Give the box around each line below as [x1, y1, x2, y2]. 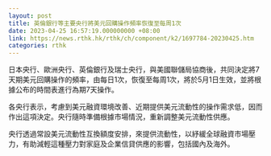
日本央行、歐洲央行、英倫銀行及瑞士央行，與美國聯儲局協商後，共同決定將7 [8, 65, 260, 75]
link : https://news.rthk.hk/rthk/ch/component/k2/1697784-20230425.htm [8, 34, 254, 43]
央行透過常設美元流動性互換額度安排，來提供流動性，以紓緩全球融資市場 [8, 129, 248, 139]
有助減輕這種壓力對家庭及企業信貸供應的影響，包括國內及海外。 [22, 139, 235, 149]
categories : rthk [8, 42, 67, 50]
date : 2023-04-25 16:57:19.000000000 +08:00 [8, 27, 161, 35]
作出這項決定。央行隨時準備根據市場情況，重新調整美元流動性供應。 [8, 112, 235, 121]
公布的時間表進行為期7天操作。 [15, 85, 119, 95]
